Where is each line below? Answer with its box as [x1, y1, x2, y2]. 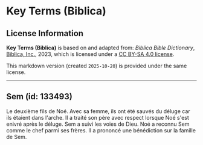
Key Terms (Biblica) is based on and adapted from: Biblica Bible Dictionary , [6, 44, 195, 51]
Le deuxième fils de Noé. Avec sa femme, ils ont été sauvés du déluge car [6, 107, 190, 115]
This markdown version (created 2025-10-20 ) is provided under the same [6, 62, 187, 69]
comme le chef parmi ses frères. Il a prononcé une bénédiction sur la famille [6, 126, 196, 134]
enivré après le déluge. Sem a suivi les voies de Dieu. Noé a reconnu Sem [6, 120, 190, 128]
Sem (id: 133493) [6, 91, 72, 102]
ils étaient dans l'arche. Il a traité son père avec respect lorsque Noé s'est [6, 114, 189, 121]
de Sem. [6, 133, 27, 140]
